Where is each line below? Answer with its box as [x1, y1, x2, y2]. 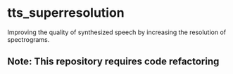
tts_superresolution [7, 5, 125, 21]
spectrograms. [7, 35, 50, 43]
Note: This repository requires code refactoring [7, 56, 220, 68]
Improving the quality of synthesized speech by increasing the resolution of [7, 28, 227, 36]
